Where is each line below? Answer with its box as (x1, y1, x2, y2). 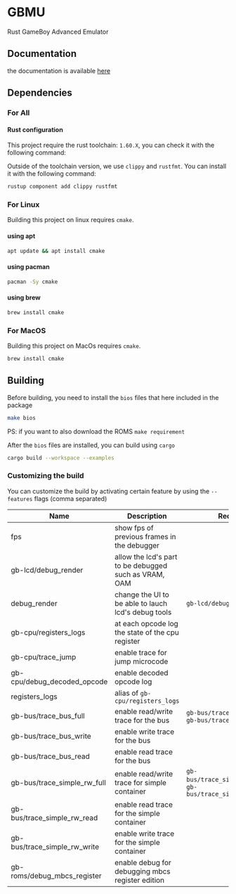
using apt (7, 232, 36, 240)
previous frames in (114, 531, 177, 541)
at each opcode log (114, 618, 179, 628)
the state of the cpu (114, 627, 179, 637)
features (7, 495, 33, 503)
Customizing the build (7, 471, 84, 481)
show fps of (114, 523, 155, 533)
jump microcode (114, 656, 169, 666)
